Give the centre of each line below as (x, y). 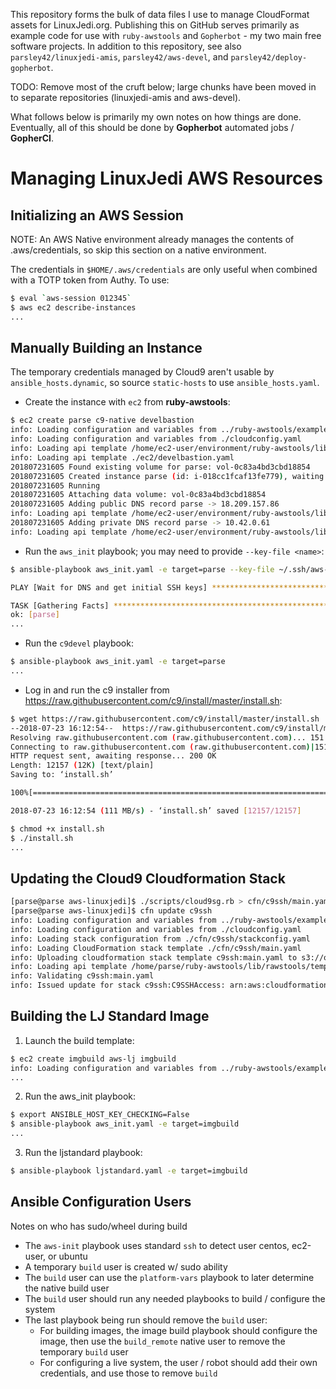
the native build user (67, 1288)
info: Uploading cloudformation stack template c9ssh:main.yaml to (154, 957)
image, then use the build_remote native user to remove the (162, 1341)
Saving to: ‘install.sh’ (62, 775)
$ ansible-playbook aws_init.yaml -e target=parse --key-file (142, 569)
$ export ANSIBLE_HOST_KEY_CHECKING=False (100, 1115)
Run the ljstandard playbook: (83, 1153)
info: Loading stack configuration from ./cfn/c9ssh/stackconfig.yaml (160, 939)
